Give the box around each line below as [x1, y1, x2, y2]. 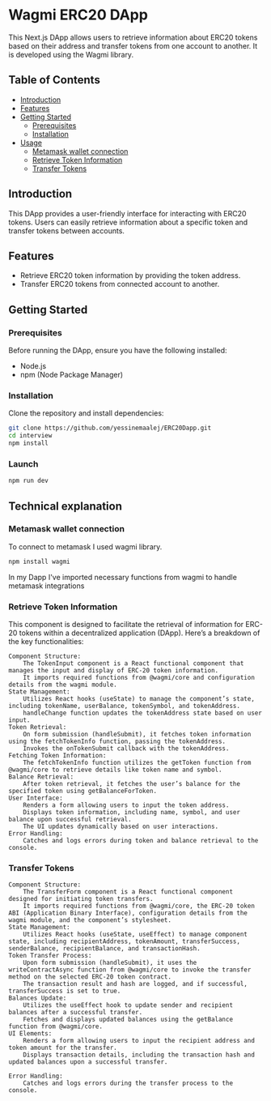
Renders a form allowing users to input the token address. [23, 801, 230, 809]
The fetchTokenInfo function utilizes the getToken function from [23, 759, 252, 767]
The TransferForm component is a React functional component [23, 888, 233, 896]
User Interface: [8, 794, 63, 803]
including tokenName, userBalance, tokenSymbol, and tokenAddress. [8, 702, 241, 711]
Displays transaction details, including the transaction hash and [23, 1051, 255, 1059]
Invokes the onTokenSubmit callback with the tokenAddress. [23, 745, 230, 753]
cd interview [8, 432, 53, 440]
